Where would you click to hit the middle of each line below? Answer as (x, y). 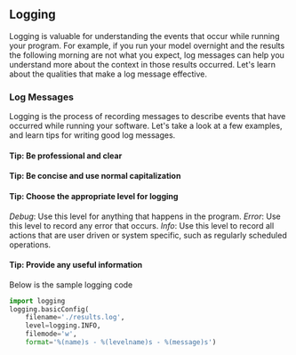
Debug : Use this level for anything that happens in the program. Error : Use (145, 216)
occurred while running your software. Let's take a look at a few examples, (146, 126)
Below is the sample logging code (71, 285)
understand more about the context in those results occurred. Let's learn (142, 64)
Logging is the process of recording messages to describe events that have (148, 117)
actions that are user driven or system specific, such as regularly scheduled (148, 235)
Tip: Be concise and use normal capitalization (95, 176)
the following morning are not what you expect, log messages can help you (147, 55)
